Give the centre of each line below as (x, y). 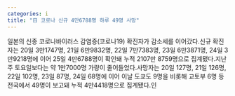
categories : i (28, 14)
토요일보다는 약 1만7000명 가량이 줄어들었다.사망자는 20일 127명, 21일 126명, (120, 67)
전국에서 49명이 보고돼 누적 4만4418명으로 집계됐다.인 (82, 85)
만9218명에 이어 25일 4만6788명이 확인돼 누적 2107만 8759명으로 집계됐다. (112, 59)
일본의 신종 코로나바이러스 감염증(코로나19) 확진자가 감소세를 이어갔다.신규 (109, 41)
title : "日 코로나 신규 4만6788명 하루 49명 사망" (73, 20)
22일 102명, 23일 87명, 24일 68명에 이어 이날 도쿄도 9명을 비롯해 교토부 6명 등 (116, 76)
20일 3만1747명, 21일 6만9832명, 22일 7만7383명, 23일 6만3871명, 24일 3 (124, 50)
